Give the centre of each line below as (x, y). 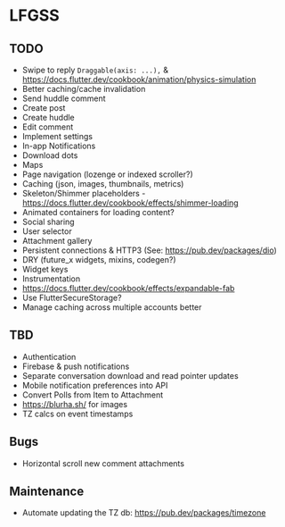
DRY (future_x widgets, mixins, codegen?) (99, 259)
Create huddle (49, 117)
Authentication (49, 356)
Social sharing (48, 222)
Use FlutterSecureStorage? (72, 297)
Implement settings (57, 136)
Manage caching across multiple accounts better (112, 307)
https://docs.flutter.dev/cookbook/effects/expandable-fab (128, 288)
